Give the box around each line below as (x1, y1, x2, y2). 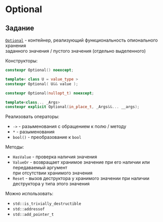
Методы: (5, 144, 24, 150)
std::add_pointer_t (12, 212, 54, 217)
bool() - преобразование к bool (12, 134, 82, 140)
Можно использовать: (5, 191, 54, 197)
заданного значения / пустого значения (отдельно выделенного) (5, 48, 146, 54)
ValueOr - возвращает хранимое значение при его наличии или (12, 159, 150, 165)
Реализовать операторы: (5, 114, 59, 120)
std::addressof (12, 207, 45, 212)
